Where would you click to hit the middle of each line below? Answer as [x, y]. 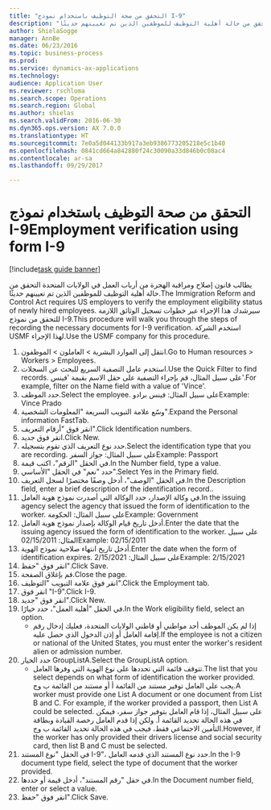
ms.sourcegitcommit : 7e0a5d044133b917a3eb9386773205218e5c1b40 [117, 143]
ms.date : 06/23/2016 [44, 46]
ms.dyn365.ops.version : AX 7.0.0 [65, 128]
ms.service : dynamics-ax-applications [74, 69]
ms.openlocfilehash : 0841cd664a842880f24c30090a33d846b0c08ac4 [117, 151]
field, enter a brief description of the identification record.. [117, 489]
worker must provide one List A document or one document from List [147, 695]
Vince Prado [41, 403]
